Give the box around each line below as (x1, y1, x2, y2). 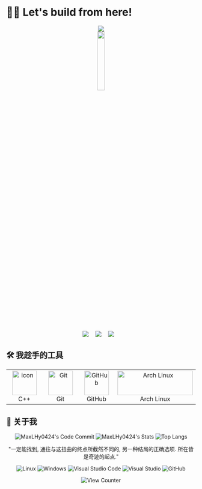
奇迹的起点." (88, 453, 119, 460)
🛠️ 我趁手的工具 (6, 350, 64, 360)
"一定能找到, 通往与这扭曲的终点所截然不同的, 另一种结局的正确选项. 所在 (8, 445, 189, 452)
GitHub (86, 395, 107, 403)
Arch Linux (139, 395, 171, 403)
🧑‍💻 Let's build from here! (6, 5, 132, 19)
